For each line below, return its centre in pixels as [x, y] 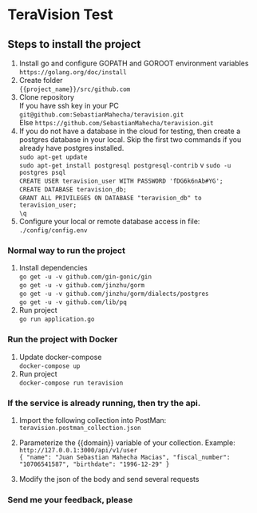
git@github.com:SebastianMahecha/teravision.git [101, 115]
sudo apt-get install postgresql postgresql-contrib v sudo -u [125, 165]
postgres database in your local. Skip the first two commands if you [130, 140]
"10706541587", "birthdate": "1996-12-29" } [94, 464]
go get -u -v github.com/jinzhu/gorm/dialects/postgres [114, 294]
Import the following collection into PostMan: [93, 420]
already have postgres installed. [71, 148]
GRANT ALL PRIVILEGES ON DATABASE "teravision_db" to [110, 198]
